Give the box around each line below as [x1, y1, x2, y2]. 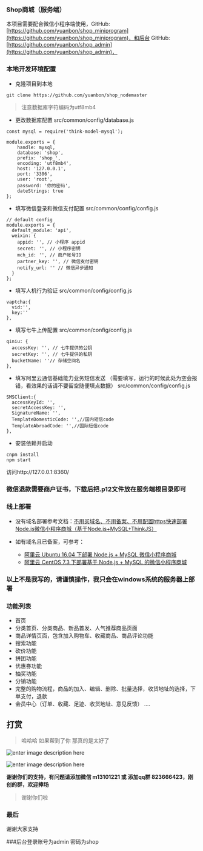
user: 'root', [17, 176, 53, 182]
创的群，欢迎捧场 [6, 781, 49, 788]
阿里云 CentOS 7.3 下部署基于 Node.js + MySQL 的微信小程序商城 [24, 558, 187, 566]
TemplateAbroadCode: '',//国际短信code [12, 422, 109, 429]
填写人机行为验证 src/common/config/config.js [15, 287, 132, 294]
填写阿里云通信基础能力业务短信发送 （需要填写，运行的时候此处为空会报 [15, 374, 198, 381]
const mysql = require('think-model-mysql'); [6, 128, 123, 135]
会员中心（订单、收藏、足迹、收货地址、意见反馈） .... [15, 700, 150, 707]
